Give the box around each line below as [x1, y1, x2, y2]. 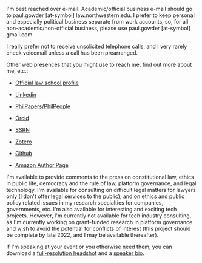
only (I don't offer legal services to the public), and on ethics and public [6, 193, 185, 200]
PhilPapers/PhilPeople [15, 103, 71, 110]
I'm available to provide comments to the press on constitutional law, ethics [6, 173, 194, 180]
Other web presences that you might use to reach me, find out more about [6, 61, 192, 68]
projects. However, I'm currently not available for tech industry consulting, [6, 212, 192, 219]
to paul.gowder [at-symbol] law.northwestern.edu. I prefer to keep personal [6, 12, 195, 19]
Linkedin [15, 91, 37, 98]
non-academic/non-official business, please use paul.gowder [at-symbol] [6, 24, 191, 32]
